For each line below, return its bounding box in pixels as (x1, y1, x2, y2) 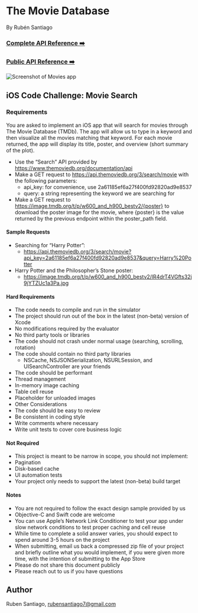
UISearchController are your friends (23, 363, 111, 370)
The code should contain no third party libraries (14, 350, 131, 357)
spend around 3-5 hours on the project (14, 536, 110, 543)
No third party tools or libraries (14, 331, 90, 339)
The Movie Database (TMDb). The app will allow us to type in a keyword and (6, 127, 192, 135)
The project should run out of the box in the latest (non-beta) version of (14, 312, 189, 320)
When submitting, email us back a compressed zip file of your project (14, 542, 184, 550)
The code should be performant (14, 369, 93, 376)
